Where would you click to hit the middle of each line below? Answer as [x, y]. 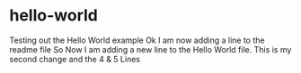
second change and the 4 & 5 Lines [75, 59]
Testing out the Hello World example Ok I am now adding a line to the [137, 40]
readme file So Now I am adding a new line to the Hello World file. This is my [150, 49]
